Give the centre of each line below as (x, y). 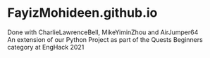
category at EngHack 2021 (46, 47)
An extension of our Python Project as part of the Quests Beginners (105, 39)
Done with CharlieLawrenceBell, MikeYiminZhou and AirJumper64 (103, 32)
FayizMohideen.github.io (82, 13)
